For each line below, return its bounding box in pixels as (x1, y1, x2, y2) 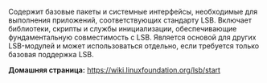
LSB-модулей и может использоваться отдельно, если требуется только (8, 41, 260, 51)
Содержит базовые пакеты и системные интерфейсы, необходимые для (8, 7, 258, 16)
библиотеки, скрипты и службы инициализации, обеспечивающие (8, 24, 237, 33)
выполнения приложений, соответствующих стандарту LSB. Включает (8, 15, 252, 25)
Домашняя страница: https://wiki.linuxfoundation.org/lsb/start (8, 65, 221, 75)
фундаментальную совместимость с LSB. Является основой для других (8, 32, 257, 42)
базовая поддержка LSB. (8, 50, 94, 59)
